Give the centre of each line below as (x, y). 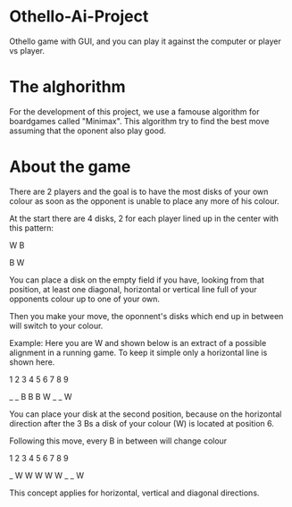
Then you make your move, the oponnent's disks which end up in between (146, 316)
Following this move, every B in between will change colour (118, 441)
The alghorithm (67, 87)
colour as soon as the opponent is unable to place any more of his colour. (144, 201)
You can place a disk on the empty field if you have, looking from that (137, 280)
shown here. (32, 362)
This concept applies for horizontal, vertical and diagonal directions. (134, 493)
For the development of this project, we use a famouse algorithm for (134, 111)
